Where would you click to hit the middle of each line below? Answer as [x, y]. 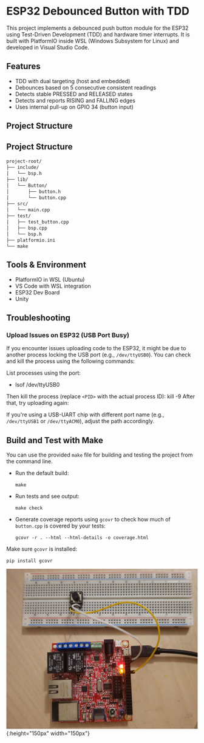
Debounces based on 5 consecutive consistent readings [86, 87]
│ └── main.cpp [28, 210]
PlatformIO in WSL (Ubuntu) [50, 279]
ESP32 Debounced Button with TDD [98, 11]
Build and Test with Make [55, 440]
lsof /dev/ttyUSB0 [37, 385]
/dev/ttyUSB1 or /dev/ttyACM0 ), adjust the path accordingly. [80, 421]
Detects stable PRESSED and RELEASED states [74, 94]
